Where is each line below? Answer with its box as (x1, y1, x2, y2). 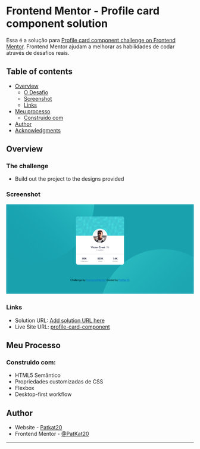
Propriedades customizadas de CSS (14, 378, 104, 385)
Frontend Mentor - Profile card (6, 4, 160, 18)
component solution (6, 17, 108, 30)
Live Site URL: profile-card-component (14, 323, 110, 330)
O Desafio (23, 88, 49, 96)
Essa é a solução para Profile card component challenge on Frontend (6, 36, 176, 44)
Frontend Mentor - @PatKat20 (14, 431, 89, 438)
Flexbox (14, 385, 35, 392)
